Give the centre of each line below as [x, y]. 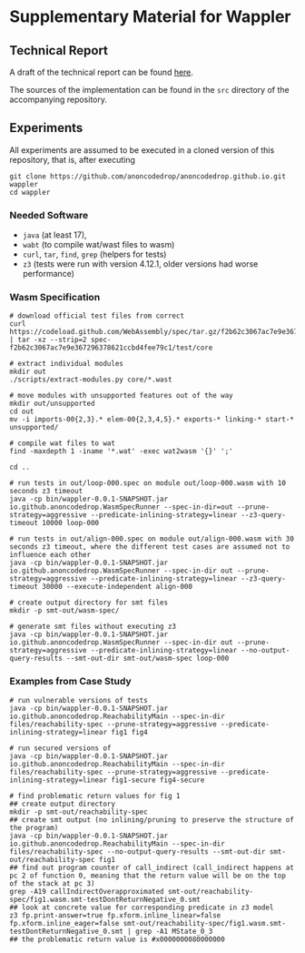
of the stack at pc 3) [52, 883]
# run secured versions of [60, 748]
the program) [34, 827]
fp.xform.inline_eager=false [64, 923]
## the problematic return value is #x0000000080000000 [117, 939]
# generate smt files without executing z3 [93, 627]
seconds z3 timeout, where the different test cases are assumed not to [150, 547]
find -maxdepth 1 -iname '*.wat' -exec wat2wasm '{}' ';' [121, 451]
